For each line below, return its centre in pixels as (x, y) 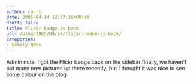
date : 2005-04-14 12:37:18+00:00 (48, 17)
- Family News (24, 45)
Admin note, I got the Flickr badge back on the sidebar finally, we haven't (96, 62)
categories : (21, 39)
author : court (24, 12)
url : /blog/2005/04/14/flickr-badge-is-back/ (64, 34)
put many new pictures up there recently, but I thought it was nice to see (96, 68)
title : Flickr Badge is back (43, 28)
